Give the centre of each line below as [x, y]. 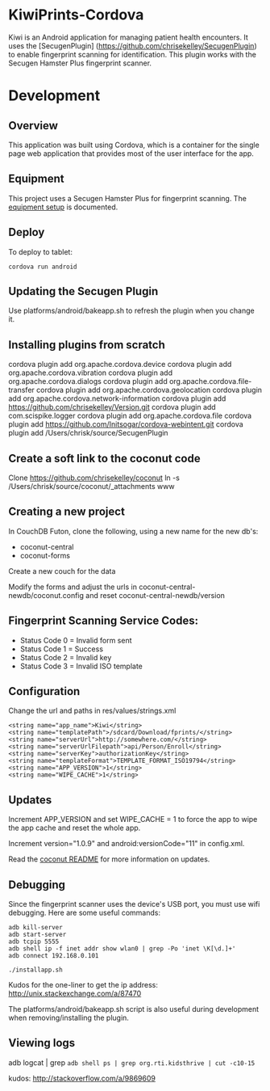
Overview [33, 126]
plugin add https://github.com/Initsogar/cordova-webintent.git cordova [126, 424]
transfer [21, 390]
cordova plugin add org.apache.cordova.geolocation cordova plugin [149, 390]
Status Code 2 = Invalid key [66, 657]
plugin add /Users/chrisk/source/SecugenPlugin [88, 433]
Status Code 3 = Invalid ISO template [81, 666]
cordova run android [43, 267]
